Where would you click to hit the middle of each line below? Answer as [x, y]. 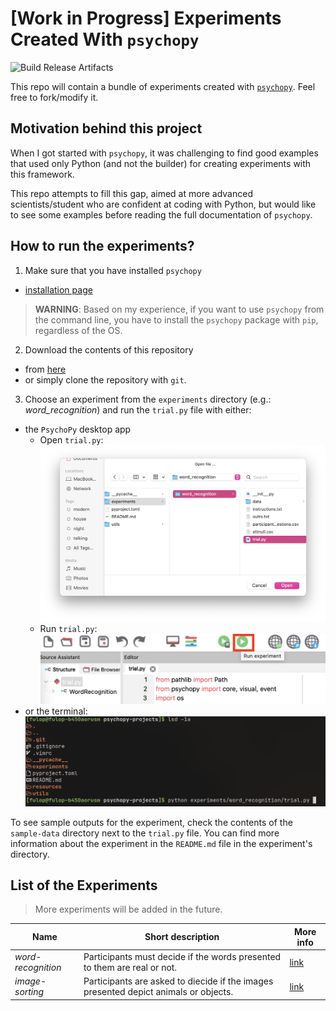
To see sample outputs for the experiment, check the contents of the [151, 822]
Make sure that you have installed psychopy [113, 270]
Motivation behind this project [106, 128]
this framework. [42, 174]
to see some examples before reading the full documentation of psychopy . [161, 214]
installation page [58, 289]
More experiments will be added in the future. [128, 909]
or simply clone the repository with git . [105, 379]
